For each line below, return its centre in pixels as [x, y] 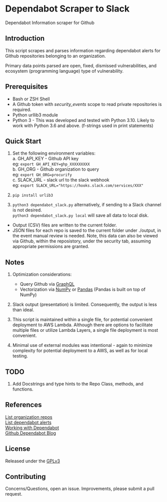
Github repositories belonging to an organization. [55, 56]
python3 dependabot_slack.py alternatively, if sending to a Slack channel [87, 205]
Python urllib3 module [35, 115]
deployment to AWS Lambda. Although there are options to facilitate [82, 325]
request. [14, 494]
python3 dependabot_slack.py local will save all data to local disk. [80, 215]
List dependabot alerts [28, 422]
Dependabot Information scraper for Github [50, 23]
